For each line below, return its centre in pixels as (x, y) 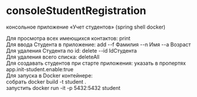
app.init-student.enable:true (40, 69)
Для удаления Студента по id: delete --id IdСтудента (72, 50)
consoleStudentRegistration (76, 11)
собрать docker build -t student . (46, 82)
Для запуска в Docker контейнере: (49, 75)
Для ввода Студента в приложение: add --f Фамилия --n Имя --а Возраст (98, 44)
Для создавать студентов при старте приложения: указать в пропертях (96, 63)
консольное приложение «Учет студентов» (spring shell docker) (86, 27)
